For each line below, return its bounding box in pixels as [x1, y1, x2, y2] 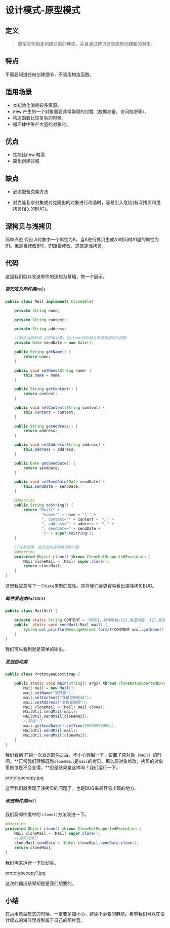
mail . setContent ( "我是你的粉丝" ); [23, 695, 92, 700]
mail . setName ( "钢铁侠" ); [23, 690, 73, 695]
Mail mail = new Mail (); [23, 686, 76, 691]
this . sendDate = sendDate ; [23, 484, 80, 489]
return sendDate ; [23, 466, 60, 471]
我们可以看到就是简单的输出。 [5, 646, 67, 652]
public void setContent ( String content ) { [14, 405, 105, 410]
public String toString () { [14, 502, 73, 508]
